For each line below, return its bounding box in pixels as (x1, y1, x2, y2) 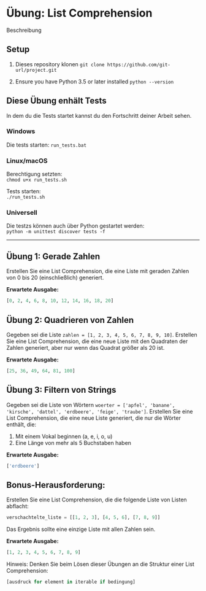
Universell (6, 209, 38, 217)
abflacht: (6, 503, 29, 510)
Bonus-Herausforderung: (6, 479, 105, 490)
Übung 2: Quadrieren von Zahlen (6, 315, 134, 325)
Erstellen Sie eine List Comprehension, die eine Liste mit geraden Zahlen (6, 268, 189, 275)
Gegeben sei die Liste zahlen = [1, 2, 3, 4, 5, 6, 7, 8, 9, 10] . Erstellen (6, 331, 197, 338)
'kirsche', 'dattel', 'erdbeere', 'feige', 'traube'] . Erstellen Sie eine (6, 408, 193, 415)
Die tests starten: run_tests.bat (6, 141, 87, 149)
